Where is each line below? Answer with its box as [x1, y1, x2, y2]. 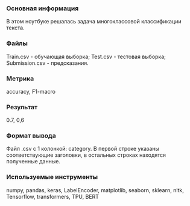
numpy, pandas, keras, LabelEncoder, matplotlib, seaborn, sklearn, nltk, [6, 186, 184, 193]
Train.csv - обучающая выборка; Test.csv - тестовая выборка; [6, 53, 166, 60]
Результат [6, 103, 38, 111]
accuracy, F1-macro [6, 88, 56, 95]
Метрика [6, 74, 34, 82]
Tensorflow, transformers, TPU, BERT [6, 193, 100, 200]
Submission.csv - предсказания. [6, 59, 89, 67]
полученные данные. [6, 158, 60, 165]
